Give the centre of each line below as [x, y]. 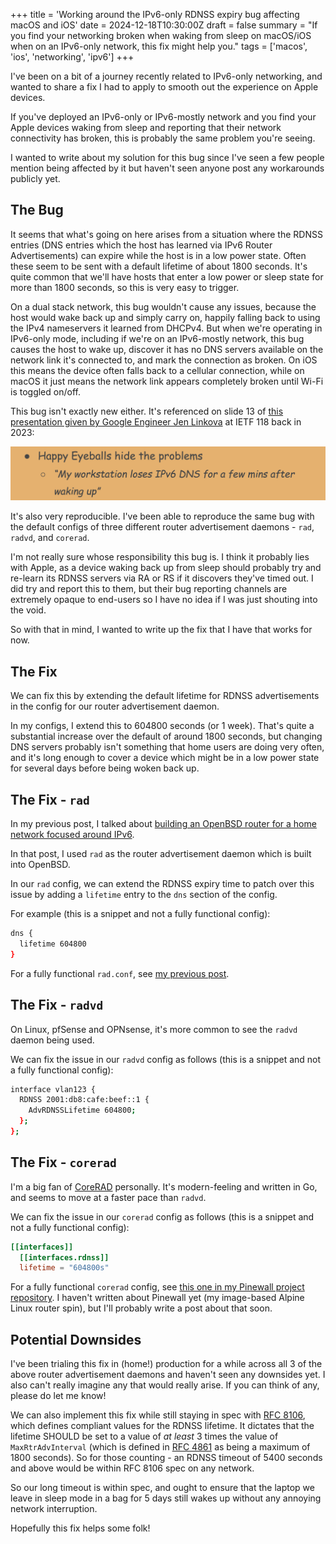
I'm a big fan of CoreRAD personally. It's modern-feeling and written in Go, [164, 1186]
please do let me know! [58, 1396]
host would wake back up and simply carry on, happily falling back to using [165, 317]
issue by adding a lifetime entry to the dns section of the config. [144, 895]
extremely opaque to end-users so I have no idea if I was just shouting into [164, 600]
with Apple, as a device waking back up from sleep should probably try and [166, 568]
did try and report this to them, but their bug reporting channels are [149, 589]
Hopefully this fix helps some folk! [80, 1528]
